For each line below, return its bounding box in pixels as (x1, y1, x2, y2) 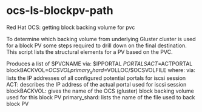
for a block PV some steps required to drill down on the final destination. (6, 42, 187, 49)
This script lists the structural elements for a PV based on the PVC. (6, 48, 173, 55)
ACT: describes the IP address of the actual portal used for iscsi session (6, 81, 187, 88)
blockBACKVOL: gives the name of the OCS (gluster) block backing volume (6, 87, 194, 94)
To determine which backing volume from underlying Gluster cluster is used (6, 35, 196, 42)
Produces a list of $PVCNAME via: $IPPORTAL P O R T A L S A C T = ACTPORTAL (6, 60, 193, 67)
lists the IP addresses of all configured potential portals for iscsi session (6, 74, 186, 82)
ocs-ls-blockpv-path (6, 4, 113, 18)
